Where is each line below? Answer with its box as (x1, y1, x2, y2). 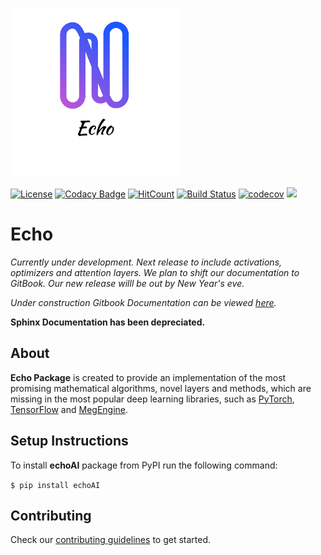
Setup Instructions (10, 433, 129, 450)
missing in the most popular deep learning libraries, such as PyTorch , (10, 393, 295, 405)
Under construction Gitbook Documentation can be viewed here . (10, 296, 277, 308)
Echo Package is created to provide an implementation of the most (10, 371, 287, 383)
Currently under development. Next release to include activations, (10, 256, 283, 268)
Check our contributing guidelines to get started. (10, 534, 212, 546)
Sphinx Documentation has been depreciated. (10, 316, 206, 328)
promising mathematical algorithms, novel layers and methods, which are (10, 382, 312, 394)
